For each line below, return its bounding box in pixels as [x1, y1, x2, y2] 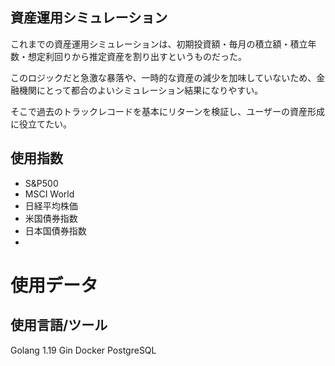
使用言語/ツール [10, 317, 108, 334]
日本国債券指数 [24, 224, 87, 237]
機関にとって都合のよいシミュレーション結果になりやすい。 [18, 84, 264, 96]
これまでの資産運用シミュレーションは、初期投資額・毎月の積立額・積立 [10, 38, 308, 50]
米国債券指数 [24, 212, 78, 224]
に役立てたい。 [10, 118, 72, 130]
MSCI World [24, 188, 75, 200]
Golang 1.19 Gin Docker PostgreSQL [10, 344, 157, 356]
